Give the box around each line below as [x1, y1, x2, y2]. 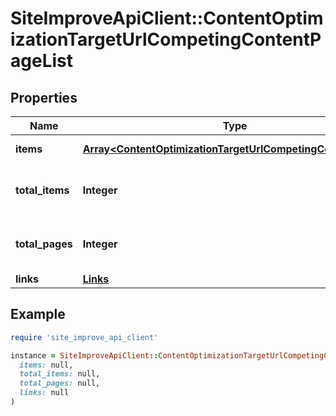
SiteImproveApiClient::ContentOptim [10, 7, 324, 30]
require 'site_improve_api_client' [10, 332, 159, 342]
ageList [10, 50, 73, 72]
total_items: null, [19, 369, 101, 379]
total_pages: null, [19, 378, 101, 389]
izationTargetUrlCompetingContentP [10, 28, 322, 51]
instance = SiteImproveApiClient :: [10, 350, 159, 361]
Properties [10, 89, 78, 106]
